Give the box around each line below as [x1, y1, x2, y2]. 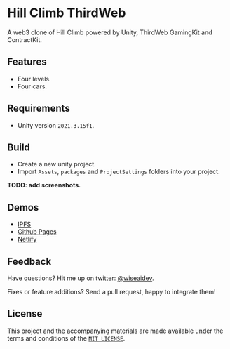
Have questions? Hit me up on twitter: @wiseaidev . [7, 274, 154, 282]
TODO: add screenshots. [7, 181, 81, 190]
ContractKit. [7, 35, 42, 44]
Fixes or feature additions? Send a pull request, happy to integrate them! [7, 288, 216, 296]
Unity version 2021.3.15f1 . [17, 121, 95, 129]
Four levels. [17, 74, 51, 83]
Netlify [17, 235, 37, 244]
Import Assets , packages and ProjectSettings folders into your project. [17, 167, 220, 176]
